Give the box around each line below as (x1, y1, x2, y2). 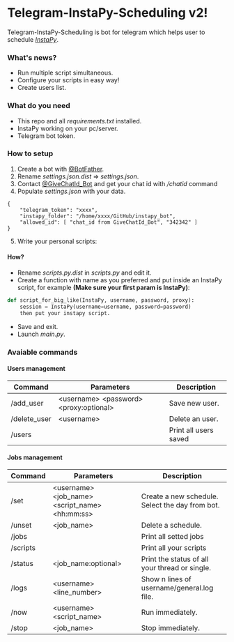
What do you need (7, 101, 71, 111)
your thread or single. (141, 563, 211, 572)
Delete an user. (169, 413, 219, 423)
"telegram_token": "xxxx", (19, 206, 98, 213)
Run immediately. (141, 607, 198, 617)
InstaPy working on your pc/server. (17, 124, 118, 132)
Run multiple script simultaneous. (17, 68, 114, 77)
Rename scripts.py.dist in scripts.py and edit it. (17, 268, 152, 277)
